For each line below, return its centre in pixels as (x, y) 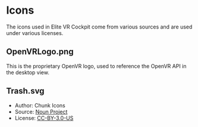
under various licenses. (35, 33)
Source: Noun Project (41, 112)
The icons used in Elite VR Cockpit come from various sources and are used (99, 27)
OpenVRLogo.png (40, 52)
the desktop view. (28, 72)
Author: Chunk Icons (40, 105)
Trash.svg (25, 91)
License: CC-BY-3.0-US (44, 118)
